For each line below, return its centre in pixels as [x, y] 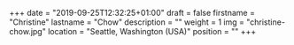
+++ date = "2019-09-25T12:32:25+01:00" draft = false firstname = [132, 13]
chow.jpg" [27, 31]
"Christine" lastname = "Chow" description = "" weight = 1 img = [127, 22]
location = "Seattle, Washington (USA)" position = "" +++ [152, 31]
